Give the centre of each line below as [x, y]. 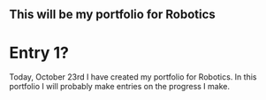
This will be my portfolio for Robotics [113, 15]
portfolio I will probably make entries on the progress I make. [119, 87]
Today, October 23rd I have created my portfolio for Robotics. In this [133, 77]
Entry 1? [39, 53]
